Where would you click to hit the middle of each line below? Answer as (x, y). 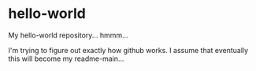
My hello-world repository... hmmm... (68, 35)
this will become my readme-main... (66, 59)
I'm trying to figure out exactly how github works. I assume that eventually (128, 50)
